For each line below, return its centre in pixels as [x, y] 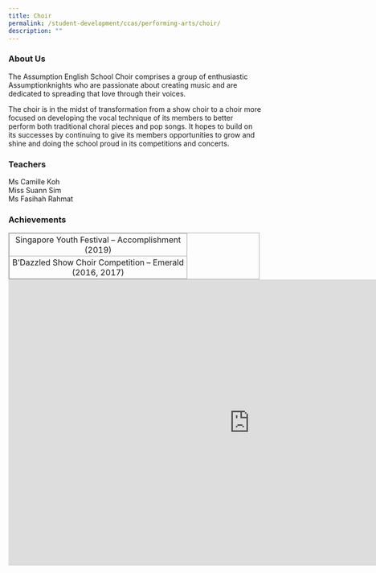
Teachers [27, 164]
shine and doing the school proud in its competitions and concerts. [119, 143]
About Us [27, 59]
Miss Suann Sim [35, 190]
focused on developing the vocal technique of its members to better [121, 117]
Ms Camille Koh [34, 181]
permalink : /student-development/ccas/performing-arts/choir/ [114, 23]
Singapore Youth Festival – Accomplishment [98, 240]
